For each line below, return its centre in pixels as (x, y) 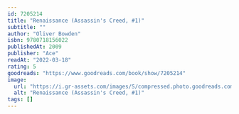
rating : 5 (22, 67)
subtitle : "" (27, 27)
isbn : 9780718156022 (38, 40)
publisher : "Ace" (33, 54)
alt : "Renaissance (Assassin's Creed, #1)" (79, 93)
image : (17, 80)
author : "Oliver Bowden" (44, 34)
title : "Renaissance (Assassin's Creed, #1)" (76, 21)
